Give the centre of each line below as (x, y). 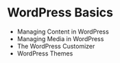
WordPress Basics (60, 13)
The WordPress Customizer (56, 46)
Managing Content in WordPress (63, 32)
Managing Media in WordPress (60, 38)
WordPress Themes (45, 53)
